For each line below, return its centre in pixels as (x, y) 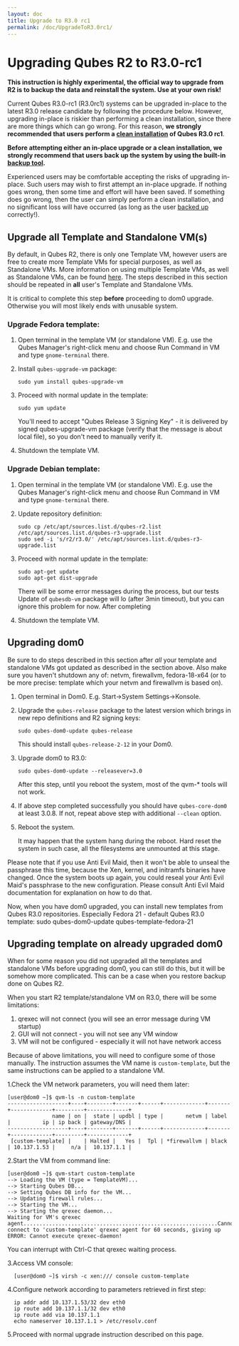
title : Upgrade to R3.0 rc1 (49, 21)
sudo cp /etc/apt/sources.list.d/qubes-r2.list (89, 526)
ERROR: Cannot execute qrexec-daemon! (65, 1236)
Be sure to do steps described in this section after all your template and (112, 660)
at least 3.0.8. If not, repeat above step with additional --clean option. (119, 813)
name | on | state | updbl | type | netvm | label (140, 1116)
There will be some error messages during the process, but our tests (118, 591)
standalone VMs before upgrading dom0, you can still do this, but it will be (116, 969)
